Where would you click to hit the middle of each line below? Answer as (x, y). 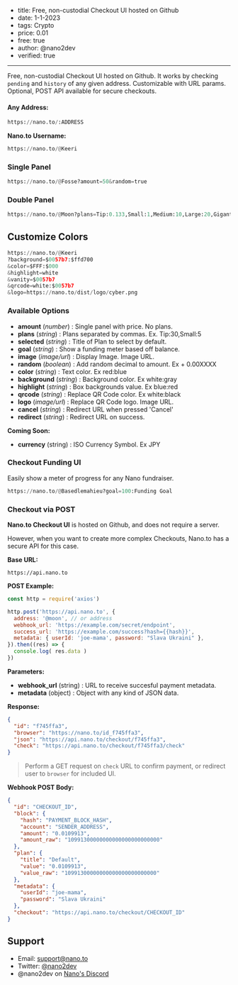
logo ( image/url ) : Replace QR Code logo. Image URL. (96, 402)
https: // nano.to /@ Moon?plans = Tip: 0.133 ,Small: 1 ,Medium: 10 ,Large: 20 (109, 215)
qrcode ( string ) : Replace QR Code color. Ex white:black (99, 394)
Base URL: (23, 560)
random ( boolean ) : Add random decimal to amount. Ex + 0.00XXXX (117, 364)
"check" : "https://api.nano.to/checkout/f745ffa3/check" (100, 746)
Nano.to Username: (37, 136)
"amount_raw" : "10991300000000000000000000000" (91, 840)
